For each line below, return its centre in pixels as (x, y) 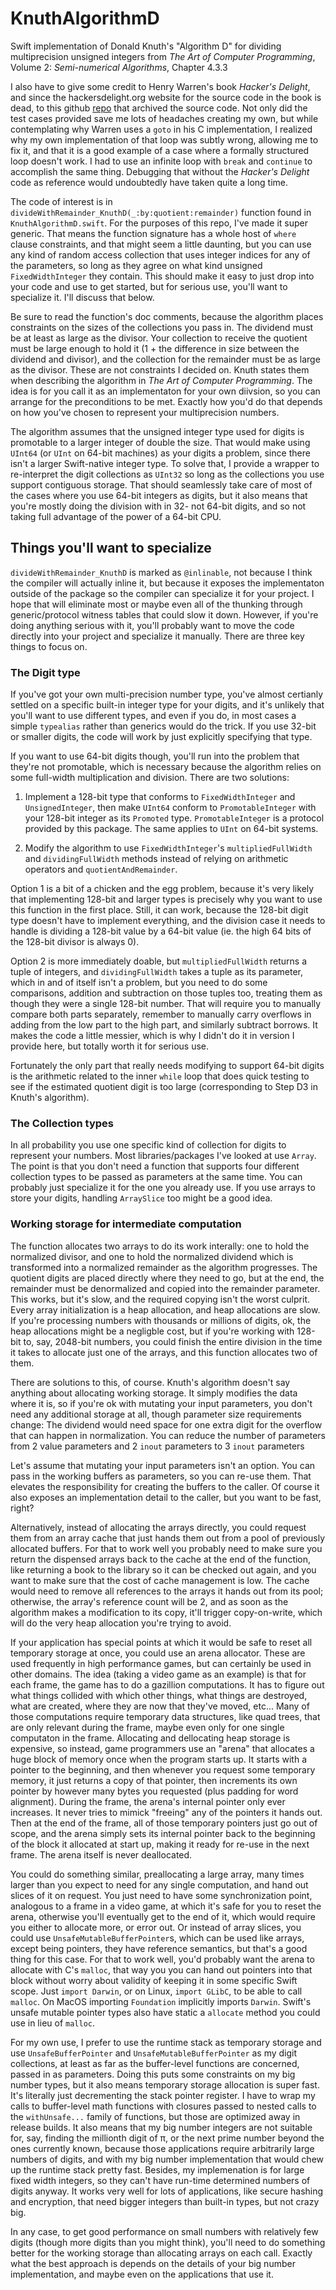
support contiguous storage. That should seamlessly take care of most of (161, 484)
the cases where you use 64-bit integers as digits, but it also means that (159, 495)
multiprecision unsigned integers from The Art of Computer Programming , (163, 56)
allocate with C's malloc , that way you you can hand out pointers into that (161, 1969)
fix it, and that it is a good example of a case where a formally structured (160, 150)
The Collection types (62, 1123)
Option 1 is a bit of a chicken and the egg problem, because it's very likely (162, 889)
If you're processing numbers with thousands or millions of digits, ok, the (161, 1320)
